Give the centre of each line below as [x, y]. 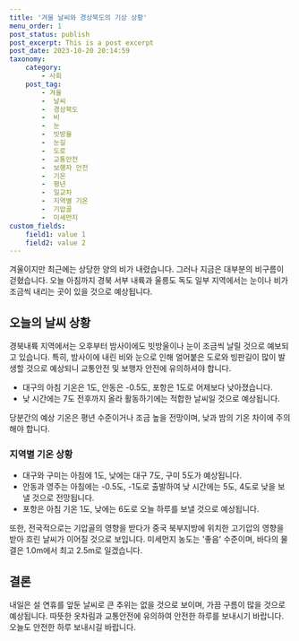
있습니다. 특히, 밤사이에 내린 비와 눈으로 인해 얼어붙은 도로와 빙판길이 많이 [147, 357]
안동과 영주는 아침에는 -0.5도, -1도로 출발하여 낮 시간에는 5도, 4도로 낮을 [149, 487]
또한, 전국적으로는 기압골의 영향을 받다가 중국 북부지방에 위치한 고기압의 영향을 [147, 528]
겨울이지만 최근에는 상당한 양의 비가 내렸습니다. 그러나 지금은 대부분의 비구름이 [147, 269]
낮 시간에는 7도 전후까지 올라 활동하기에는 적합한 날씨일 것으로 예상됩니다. [151, 399]
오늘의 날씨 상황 [50, 322]
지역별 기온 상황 [41, 454]
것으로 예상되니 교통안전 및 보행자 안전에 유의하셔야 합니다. [128, 368]
